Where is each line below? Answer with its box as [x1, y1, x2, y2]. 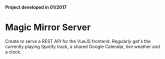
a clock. [5, 48, 21, 54]
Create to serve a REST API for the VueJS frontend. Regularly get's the [5, 38, 151, 44]
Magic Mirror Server [5, 22, 91, 33]
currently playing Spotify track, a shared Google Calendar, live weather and [5, 43, 160, 49]
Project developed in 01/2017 [5, 4, 67, 10]
